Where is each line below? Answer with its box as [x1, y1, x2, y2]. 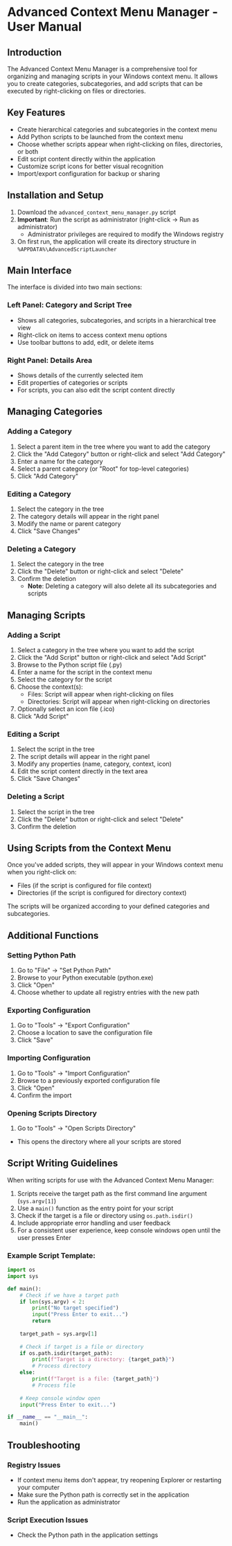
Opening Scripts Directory [7, 1108, 97, 1118]
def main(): [7, 1285, 42, 1292]
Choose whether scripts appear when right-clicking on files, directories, [17, 140, 223, 148]
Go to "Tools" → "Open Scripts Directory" [17, 1124, 136, 1132]
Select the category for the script [17, 676, 112, 683]
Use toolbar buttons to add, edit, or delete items [17, 338, 154, 346]
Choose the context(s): [17, 683, 83, 691]
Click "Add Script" [17, 712, 69, 720]
